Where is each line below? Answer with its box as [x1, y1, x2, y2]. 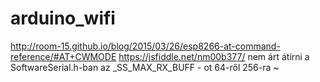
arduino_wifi [10, 7, 116, 30]
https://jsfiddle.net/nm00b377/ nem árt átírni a [118, 50, 310, 62]
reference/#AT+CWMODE [10, 50, 117, 62]
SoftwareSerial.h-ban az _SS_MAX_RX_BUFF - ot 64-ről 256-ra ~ [10, 61, 280, 73]
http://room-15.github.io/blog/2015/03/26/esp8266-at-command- [10, 40, 281, 52]
